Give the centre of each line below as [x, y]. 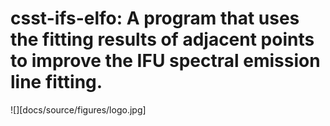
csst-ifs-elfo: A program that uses [155, 18]
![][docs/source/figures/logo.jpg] [78, 109]
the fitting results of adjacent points [162, 39]
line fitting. [56, 82]
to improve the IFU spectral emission [165, 61]
